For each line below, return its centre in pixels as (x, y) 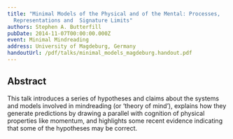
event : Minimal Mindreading (48, 40)
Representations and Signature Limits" (73, 20)
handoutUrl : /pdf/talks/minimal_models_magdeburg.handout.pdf (100, 53)
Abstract (27, 81)
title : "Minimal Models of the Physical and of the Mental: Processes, (114, 14)
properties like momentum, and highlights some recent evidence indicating (115, 121)
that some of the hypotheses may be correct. (72, 128)
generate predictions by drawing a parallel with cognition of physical (106, 113)
